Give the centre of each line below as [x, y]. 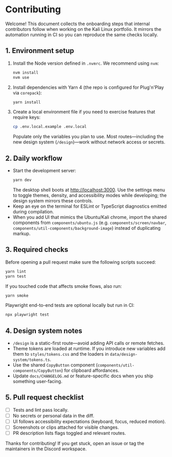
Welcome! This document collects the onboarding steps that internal [78, 24]
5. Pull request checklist [45, 398]
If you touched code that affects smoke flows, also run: [64, 286]
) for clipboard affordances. [90, 371]
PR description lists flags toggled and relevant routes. [69, 433]
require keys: [26, 117]
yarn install [27, 102]
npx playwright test [27, 315]
